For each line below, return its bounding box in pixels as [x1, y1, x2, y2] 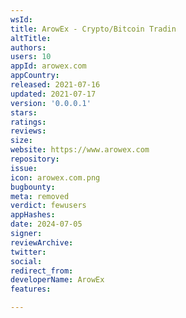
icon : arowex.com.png [10, 172, 101, 183]
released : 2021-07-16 [10, 80, 101, 90]
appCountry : [10, 71, 60, 81]
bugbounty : [10, 182, 56, 192]
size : [10, 136, 33, 146]
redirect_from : [10, 266, 74, 276]
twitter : [10, 247, 47, 257]
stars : [10, 107, 38, 118]
